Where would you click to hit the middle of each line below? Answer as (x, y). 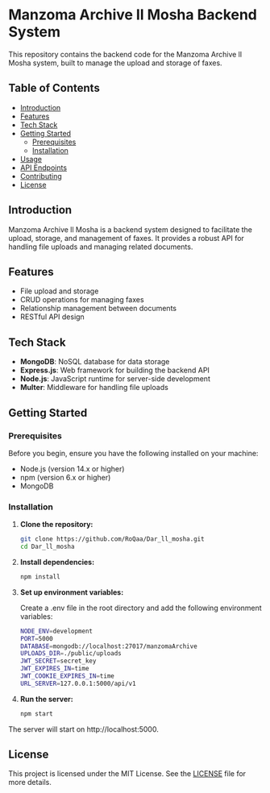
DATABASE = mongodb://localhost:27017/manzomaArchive (108, 646)
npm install (40, 577)
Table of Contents (54, 88)
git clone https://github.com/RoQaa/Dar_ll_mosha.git (112, 539)
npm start (37, 714)
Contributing (41, 176)
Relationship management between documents (98, 309)
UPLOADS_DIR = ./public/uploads (71, 654)
